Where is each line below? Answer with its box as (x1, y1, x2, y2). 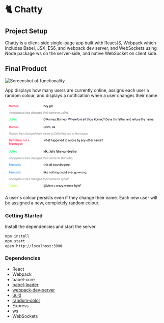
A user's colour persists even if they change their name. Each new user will (5, 195, 157, 201)
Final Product (5, 65, 47, 73)
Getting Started (5, 212, 43, 219)
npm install (5, 233, 29, 239)
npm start (5, 238, 26, 244)
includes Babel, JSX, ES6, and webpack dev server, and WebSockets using (5, 45, 157, 51)
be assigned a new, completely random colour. (5, 200, 100, 206)
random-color (12, 297, 41, 303)
